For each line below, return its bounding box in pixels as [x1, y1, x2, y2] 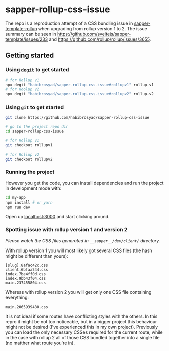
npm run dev [5, 205, 30, 210]
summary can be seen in [5, 31, 56, 37]
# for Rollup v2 [5, 152, 39, 157]
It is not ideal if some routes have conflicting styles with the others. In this [5, 313, 158, 319]
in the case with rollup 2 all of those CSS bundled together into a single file [5, 334, 160, 340]
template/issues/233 [5, 36, 48, 42]
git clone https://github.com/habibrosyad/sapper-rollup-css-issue [5, 115, 150, 120]
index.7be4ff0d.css [5, 271, 46, 276]
